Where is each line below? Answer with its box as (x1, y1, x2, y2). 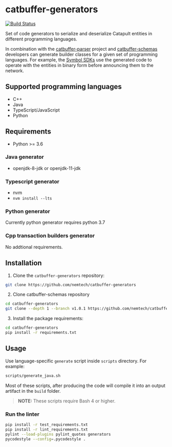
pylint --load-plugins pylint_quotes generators (5, 432, 111, 437)
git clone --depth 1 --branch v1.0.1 (5, 306, 86, 311)
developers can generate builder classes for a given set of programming (5, 51, 158, 57)
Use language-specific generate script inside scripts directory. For (5, 357, 147, 364)
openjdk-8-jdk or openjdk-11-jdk (12, 165, 81, 171)
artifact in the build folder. (5, 388, 61, 394)
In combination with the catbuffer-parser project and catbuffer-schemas (5, 46, 158, 52)
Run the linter (5, 411, 40, 418)
